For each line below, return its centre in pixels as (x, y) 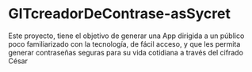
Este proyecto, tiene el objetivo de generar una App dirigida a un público (126, 36)
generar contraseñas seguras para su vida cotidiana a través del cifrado (126, 52)
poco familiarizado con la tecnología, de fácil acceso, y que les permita (124, 44)
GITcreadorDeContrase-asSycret (120, 14)
